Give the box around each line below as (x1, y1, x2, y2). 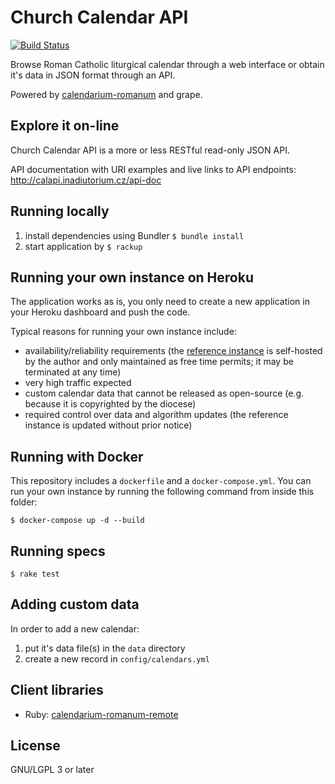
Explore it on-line (10, 117, 120, 135)
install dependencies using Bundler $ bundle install (24, 229, 245, 241)
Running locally (10, 203, 110, 220)
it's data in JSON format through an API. (10, 69, 176, 81)
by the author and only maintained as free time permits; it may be (24, 356, 294, 368)
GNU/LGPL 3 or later (10, 764, 95, 776)
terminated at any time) (24, 366, 122, 378)
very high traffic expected (24, 377, 132, 389)
